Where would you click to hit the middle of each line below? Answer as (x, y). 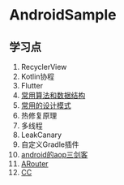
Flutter (32, 86)
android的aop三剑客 (54, 155)
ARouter (34, 163)
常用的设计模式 (46, 105)
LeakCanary (41, 135)
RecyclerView (44, 67)
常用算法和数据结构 (53, 95)
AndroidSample (63, 15)
